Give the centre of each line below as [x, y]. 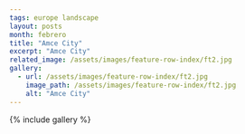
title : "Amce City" [46, 43]
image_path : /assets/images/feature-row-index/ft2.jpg [131, 85]
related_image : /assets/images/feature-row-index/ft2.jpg [121, 60]
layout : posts [36, 26]
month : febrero [38, 34]
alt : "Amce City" [58, 93]
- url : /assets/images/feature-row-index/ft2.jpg [113, 77]
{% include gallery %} [51, 120]
